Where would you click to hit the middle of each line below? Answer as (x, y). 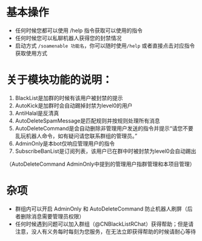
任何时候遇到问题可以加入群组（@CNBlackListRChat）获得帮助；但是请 (104, 224)
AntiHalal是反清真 (37, 113)
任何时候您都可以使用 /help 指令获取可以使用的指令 (79, 30)
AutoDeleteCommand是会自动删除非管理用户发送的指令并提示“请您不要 (104, 128)
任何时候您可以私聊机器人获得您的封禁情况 (68, 38)
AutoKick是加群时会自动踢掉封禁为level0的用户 (74, 105)
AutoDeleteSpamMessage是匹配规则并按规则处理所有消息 (88, 120)
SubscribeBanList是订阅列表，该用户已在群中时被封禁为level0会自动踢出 (106, 151)
